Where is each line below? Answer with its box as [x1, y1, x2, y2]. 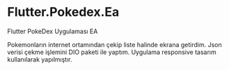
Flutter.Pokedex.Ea [7, 4, 120, 20]
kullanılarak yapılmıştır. [7, 55, 72, 63]
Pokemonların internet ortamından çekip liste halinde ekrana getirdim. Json [7, 40, 223, 49]
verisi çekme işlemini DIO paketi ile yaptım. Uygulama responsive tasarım [7, 48, 217, 56]
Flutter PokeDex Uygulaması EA [7, 27, 98, 35]
